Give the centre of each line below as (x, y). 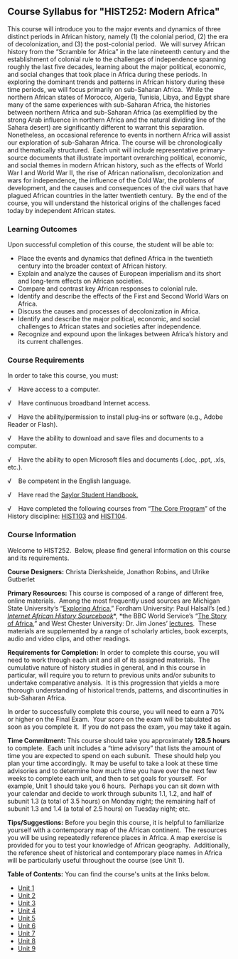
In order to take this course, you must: (63, 375)
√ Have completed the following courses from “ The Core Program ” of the (117, 509)
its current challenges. (50, 342)
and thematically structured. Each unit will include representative (103, 150)
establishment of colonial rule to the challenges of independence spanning (117, 59)
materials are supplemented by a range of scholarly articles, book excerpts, (118, 631)
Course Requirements (46, 361)
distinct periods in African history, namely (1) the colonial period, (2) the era (118, 36)
